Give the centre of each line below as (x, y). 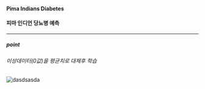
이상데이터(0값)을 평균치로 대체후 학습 (52, 61)
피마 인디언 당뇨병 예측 (33, 23)
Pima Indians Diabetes (35, 8)
